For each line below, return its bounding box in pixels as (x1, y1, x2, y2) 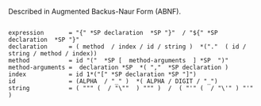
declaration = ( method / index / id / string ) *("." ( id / (8, 43, 247, 51)
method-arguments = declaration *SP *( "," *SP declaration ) (8, 63, 228, 71)
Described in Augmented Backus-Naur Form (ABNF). (8, 7, 182, 16)
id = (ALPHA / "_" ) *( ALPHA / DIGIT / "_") (8, 78, 218, 85)
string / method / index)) (8, 50, 98, 58)
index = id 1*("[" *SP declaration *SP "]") (8, 70, 197, 78)
